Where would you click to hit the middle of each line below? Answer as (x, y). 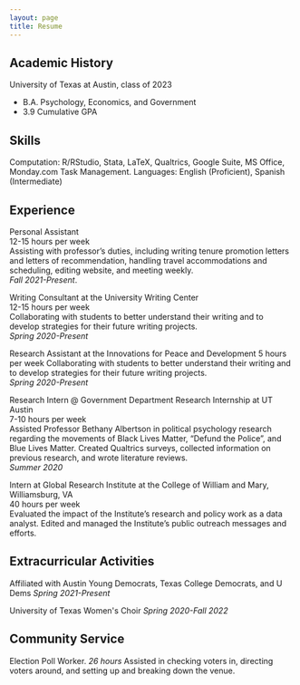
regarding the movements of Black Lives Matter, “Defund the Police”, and (145, 438)
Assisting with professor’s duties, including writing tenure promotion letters (150, 251)
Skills (25, 140)
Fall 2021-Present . (44, 280)
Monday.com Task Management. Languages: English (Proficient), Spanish (147, 172)
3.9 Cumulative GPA (60, 112)
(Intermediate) (36, 181)
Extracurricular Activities (82, 561)
